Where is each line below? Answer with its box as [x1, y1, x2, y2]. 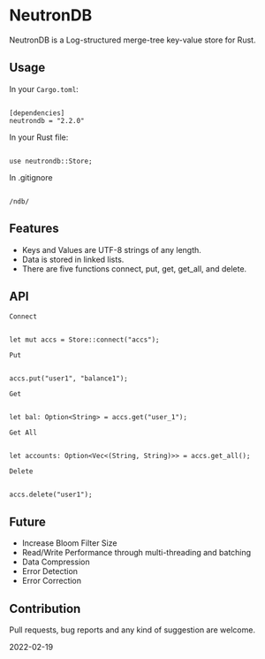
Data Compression [21, 556, 90, 567]
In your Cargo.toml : [9, 83, 79, 94]
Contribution [9, 601, 81, 616]
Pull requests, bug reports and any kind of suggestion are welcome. [9, 625, 256, 635]
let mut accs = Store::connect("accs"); [9, 335, 161, 345]
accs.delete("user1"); [9, 490, 93, 500]
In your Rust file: [9, 132, 69, 142]
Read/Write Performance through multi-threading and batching [21, 548, 252, 558]
